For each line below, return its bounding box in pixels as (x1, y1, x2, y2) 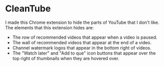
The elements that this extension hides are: (5, 24, 94, 30)
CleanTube (5, 3, 51, 14)
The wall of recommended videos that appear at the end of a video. (12, 39, 151, 45)
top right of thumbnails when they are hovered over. (12, 55, 119, 61)
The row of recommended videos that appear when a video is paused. (12, 34, 157, 40)
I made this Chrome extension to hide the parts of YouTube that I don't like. (5, 19, 159, 25)
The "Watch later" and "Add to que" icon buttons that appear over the (12, 50, 156, 56)
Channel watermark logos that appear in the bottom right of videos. (12, 45, 151, 51)
